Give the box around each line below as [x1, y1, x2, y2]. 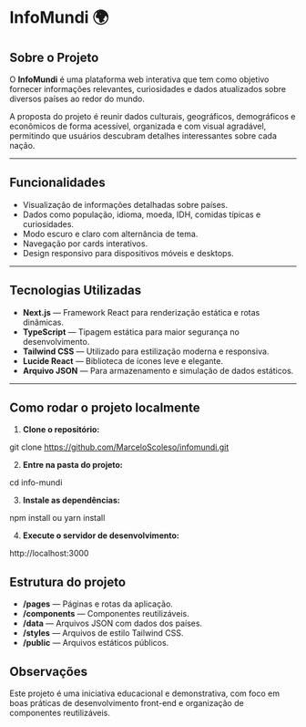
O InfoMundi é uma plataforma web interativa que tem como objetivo [9, 74, 270, 85]
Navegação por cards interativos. [22, 238, 148, 249]
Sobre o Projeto [9, 49, 99, 65]
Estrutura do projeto [9, 574, 126, 589]
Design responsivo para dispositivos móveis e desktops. [22, 247, 234, 258]
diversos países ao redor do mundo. [9, 93, 146, 104]
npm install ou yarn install [9, 513, 106, 524]
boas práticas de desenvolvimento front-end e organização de [9, 698, 244, 709]
